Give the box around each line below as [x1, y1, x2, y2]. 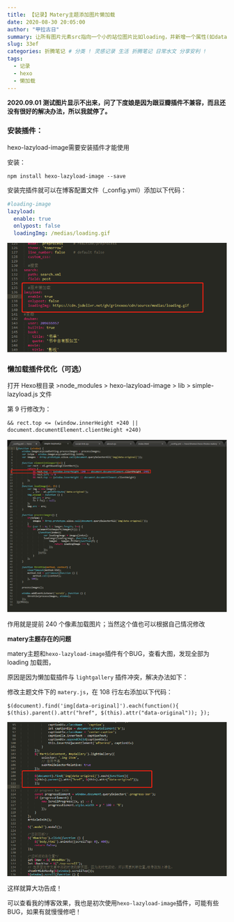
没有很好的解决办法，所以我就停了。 [7, 107, 111, 115]
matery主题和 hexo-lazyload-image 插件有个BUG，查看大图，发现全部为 [7, 650, 210, 658]
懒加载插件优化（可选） [7, 364, 86, 374]
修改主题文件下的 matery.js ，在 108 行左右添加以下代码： [7, 688, 173, 696]
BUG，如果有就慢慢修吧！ [7, 907, 82, 916]
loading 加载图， [7, 658, 55, 666]
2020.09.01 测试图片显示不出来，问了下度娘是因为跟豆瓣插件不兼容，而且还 [7, 98, 226, 107]
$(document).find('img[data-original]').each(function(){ [7, 703, 179, 710]
